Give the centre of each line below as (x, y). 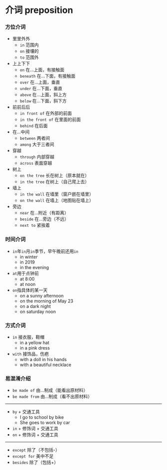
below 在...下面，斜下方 (43, 101)
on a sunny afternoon (42, 295)
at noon (28, 284)
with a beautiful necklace (45, 365)
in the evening (34, 267)
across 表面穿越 (36, 163)
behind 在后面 (34, 126)
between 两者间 (35, 138)
